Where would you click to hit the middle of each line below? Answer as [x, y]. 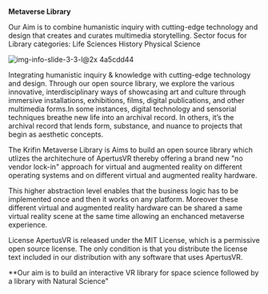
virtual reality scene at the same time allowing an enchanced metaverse [126, 216]
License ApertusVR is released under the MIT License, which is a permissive [134, 240]
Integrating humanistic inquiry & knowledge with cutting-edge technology [130, 75]
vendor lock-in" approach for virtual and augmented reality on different [125, 167]
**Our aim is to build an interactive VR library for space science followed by [134, 272]
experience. [28, 224]
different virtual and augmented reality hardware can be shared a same [125, 208]
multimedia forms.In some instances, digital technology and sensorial [122, 109]
